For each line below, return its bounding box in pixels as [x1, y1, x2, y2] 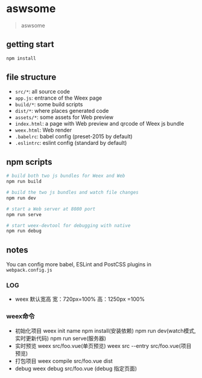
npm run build [6, 179, 42, 185]
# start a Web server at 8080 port [6, 206, 96, 212]
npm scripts [6, 156, 52, 167]
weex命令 [6, 312, 35, 321]
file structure [6, 72, 57, 83]
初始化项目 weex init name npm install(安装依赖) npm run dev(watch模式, [14, 327, 196, 334]
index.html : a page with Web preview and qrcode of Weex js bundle [14, 120, 185, 127]
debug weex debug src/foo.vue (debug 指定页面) [14, 365, 137, 372]
